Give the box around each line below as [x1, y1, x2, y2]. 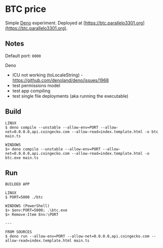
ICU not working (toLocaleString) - [12, 72, 83, 78]
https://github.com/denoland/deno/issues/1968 [12, 77, 109, 83]
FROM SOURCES [5, 230, 32, 235]
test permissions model [12, 82, 60, 88]
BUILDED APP [5, 182, 30, 187]
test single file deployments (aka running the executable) [12, 93, 129, 99]
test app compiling [12, 88, 51, 94]
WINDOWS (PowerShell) [5, 203, 50, 209]
